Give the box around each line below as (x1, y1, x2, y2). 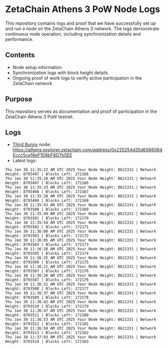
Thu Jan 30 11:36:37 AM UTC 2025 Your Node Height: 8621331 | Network (5, 291, 156, 296)
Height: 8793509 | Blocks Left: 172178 (5, 295, 89, 300)
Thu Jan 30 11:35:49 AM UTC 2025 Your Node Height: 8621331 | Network (5, 212, 156, 217)
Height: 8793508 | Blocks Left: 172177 (5, 286, 89, 292)
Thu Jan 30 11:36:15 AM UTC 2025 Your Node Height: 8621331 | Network (5, 255, 156, 260)
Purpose (5, 95, 33, 104)
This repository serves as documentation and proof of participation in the (5, 108, 157, 114)
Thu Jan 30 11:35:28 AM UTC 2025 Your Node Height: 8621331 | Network (5, 176, 156, 181)
